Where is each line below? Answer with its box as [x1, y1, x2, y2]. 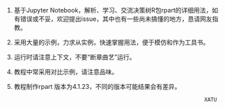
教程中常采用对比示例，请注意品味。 [13, 68, 118, 76]
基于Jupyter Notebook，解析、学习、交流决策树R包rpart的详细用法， [13, 6, 212, 14]
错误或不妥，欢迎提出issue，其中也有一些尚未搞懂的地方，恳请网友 [20, 15, 212, 23]
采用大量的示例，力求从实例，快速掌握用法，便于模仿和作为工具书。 [13, 38, 210, 47]
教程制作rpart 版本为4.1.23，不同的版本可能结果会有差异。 [13, 83, 181, 90]
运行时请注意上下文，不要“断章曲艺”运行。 [13, 53, 136, 61]
